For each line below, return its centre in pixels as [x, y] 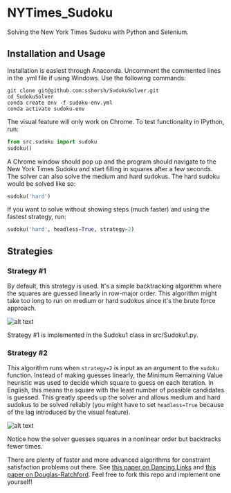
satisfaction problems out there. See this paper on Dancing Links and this [112, 467]
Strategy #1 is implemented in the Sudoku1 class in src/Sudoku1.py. [103, 335]
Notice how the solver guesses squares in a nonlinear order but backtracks [114, 439]
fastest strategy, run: [37, 217]
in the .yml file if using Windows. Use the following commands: [97, 78]
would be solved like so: [41, 183]
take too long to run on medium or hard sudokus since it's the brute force [111, 300]
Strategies [30, 251]
